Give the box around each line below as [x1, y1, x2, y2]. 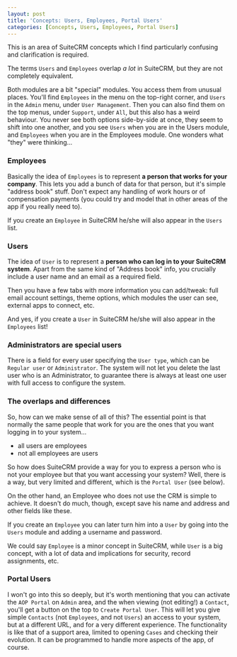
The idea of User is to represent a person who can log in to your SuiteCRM [7, 257, 226, 266]
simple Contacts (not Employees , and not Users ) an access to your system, [7, 612, 221, 621]
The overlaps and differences [7, 396, 111, 406]
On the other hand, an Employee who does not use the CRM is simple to [7, 491, 217, 500]
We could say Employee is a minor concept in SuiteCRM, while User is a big [7, 541, 223, 550]
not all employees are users [17, 449, 98, 457]
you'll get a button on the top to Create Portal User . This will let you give [7, 605, 221, 614]
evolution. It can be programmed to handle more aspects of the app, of [7, 635, 214, 644]
